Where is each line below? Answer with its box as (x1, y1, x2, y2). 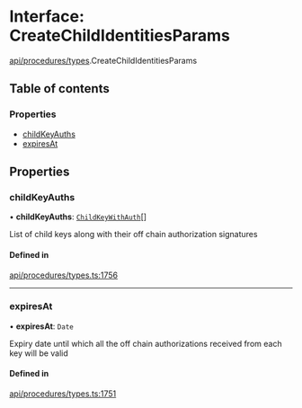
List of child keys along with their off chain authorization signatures (9, 229, 258, 240)
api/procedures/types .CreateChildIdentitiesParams (9, 55, 198, 66)
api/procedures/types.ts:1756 (9, 270, 119, 280)
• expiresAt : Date (9, 321, 74, 332)
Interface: (9, 6, 85, 27)
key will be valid (9, 348, 69, 359)
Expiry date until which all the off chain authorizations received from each (9, 338, 282, 349)
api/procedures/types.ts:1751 (9, 388, 117, 399)
